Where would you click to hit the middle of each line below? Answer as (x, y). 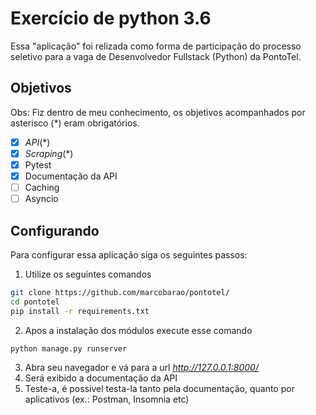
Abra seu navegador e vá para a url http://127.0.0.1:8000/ (141, 368)
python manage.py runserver (69, 348)
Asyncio (41, 199)
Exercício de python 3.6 (111, 18)
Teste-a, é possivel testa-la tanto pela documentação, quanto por (159, 389)
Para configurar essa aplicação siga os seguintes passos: (129, 254)
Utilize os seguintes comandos (88, 274)
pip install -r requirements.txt (80, 311)
